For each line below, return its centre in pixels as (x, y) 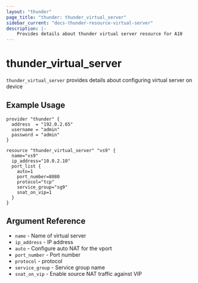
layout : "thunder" (29, 12)
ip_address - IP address (44, 242)
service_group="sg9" (42, 187)
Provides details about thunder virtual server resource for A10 (100, 34)
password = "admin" (36, 135)
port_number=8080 (38, 177)
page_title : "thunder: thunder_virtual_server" (66, 17)
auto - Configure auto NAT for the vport (63, 248)
